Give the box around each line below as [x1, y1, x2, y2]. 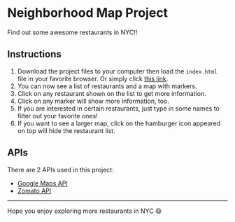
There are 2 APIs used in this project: [7, 165, 114, 174]
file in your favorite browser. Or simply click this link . [17, 74, 169, 83]
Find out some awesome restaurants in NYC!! [7, 28, 138, 36]
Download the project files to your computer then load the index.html [17, 67, 218, 75]
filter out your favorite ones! [17, 111, 98, 120]
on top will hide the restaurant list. [17, 126, 115, 134]
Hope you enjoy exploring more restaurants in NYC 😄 [7, 207, 162, 215]
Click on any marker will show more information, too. [17, 97, 169, 105]
